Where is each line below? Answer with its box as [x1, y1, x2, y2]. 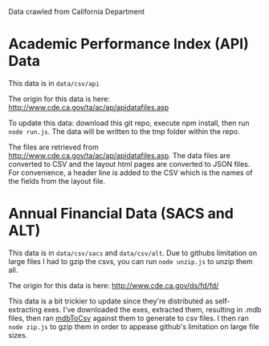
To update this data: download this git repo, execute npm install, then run [8, 118, 251, 128]
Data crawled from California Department [8, 7, 145, 16]
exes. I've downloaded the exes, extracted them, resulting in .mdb [43, 304, 262, 314]
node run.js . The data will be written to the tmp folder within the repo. [8, 126, 240, 136]
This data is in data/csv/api [8, 78, 100, 88]
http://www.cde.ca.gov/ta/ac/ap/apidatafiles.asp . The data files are [8, 150, 230, 160]
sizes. [8, 330, 28, 340]
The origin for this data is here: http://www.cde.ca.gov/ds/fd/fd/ [8, 280, 219, 290]
